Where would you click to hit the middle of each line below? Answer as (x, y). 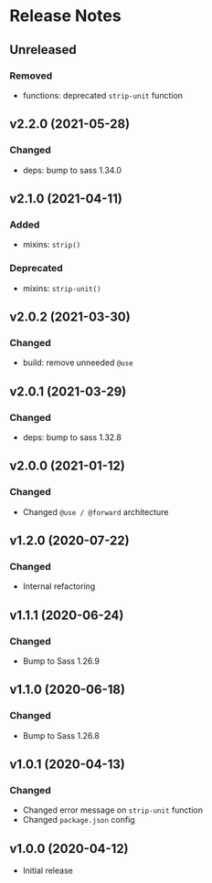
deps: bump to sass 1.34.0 (72, 170)
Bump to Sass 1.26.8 (61, 735)
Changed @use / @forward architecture (95, 511)
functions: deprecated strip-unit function (103, 95)
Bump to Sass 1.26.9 (61, 661)
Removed (31, 76)
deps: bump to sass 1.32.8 (72, 437)
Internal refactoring (59, 586)
